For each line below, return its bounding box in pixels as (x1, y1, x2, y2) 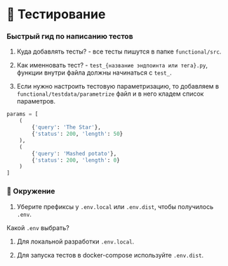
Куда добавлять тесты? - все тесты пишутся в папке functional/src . (16, 47, 222, 56)
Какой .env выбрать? (6, 223, 69, 232)
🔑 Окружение (6, 186, 55, 196)
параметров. (16, 97, 56, 106)
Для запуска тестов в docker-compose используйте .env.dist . (16, 251, 204, 259)
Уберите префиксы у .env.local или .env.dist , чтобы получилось (16, 202, 214, 210)
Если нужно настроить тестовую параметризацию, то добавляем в (16, 82, 219, 91)
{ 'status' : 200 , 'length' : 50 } (32, 130, 123, 138)
